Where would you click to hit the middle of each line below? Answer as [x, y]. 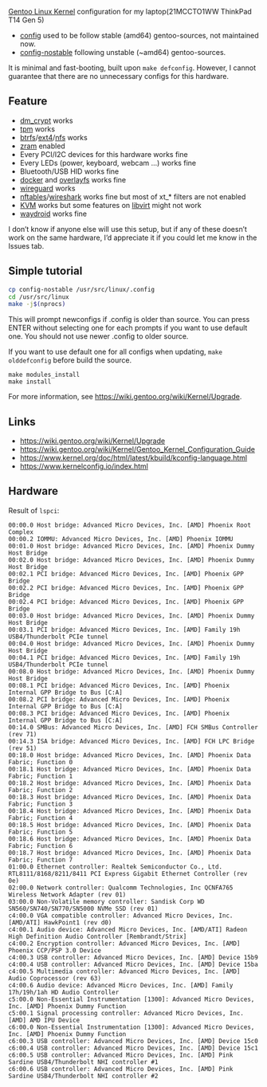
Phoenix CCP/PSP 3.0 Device [55, 950]
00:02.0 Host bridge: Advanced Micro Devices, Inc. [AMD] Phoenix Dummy [132, 560]
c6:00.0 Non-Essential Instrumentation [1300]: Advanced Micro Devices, [132, 1027]
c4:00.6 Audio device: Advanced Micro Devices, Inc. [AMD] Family [121, 985]
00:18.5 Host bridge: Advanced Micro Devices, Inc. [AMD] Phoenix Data [130, 825]
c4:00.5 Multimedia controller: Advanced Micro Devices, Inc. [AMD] [124, 971]
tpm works [37, 129]
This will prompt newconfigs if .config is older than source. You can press [129, 320]
